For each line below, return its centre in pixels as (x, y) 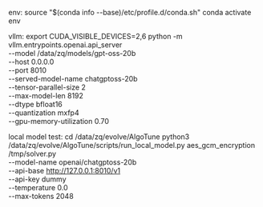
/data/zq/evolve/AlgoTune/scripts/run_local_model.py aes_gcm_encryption (131, 145)
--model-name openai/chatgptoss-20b (73, 162)
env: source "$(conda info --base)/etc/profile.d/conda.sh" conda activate (130, 12)
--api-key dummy (37, 179)
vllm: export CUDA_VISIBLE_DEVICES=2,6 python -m (95, 36)
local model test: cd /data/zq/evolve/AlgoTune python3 (99, 137)
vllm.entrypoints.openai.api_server (65, 45)
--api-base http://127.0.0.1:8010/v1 (65, 171)
